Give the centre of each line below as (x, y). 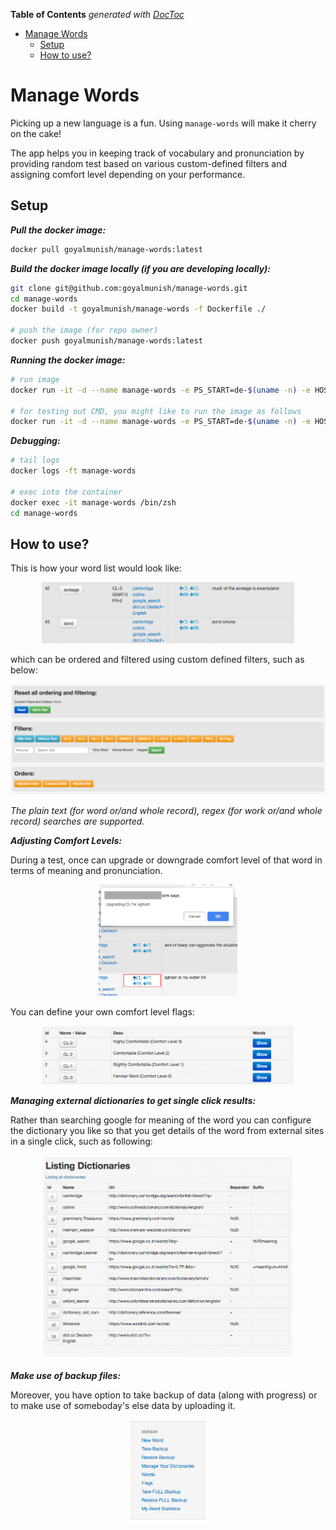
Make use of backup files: (66, 1375)
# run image (35, 379)
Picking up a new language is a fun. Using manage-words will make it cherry (163, 123)
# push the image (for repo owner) (84, 330)
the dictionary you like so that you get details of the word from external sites (167, 1131)
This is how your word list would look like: (96, 568)
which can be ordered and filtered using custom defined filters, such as (157, 659)
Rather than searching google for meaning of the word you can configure (161, 1120)
